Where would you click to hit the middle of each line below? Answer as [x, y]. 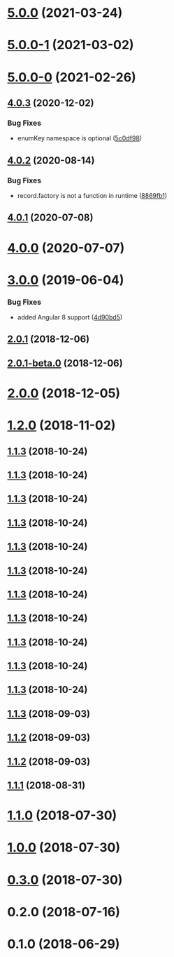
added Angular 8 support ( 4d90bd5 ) [70, 317]
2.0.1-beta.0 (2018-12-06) [65, 363]
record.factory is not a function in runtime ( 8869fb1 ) [92, 195]
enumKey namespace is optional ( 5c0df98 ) [79, 138]
